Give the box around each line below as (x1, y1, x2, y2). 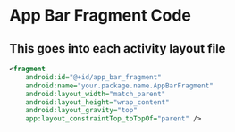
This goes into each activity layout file (9, 41, 226, 56)
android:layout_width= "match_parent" (25, 89, 166, 98)
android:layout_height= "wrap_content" (25, 97, 170, 107)
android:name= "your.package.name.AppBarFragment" (25, 81, 214, 90)
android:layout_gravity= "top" (25, 106, 138, 115)
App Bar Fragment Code (9, 5, 192, 26)
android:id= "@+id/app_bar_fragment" (25, 72, 163, 81)
